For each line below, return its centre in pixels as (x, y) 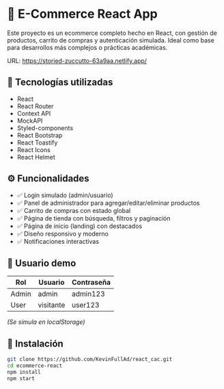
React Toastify (37, 142)
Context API (34, 113)
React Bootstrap (40, 135)
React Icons (34, 149)
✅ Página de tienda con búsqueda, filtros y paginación (94, 218)
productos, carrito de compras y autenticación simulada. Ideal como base (111, 40)
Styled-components (45, 128)
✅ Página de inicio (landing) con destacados (79, 226)
